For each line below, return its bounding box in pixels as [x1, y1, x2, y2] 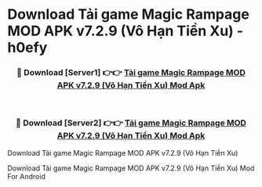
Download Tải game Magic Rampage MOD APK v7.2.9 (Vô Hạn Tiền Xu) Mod [7, 163, 255, 173]
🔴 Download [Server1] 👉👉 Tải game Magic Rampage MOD [16, 67, 246, 78]
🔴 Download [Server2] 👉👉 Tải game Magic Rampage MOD [16, 117, 246, 128]
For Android [7, 171, 46, 181]
